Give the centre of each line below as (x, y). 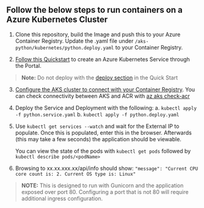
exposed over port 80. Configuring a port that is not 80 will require (105, 191)
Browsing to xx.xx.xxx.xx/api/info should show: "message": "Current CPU (107, 168)
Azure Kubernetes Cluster (57, 20)
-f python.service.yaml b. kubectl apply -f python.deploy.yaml (97, 114)
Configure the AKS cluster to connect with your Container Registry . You (105, 89)
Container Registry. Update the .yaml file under (74, 41)
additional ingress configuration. (62, 198)
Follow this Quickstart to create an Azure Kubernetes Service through (103, 59)
